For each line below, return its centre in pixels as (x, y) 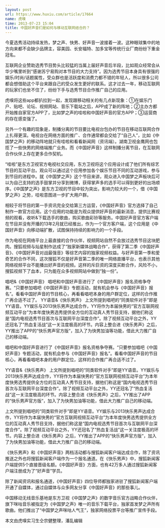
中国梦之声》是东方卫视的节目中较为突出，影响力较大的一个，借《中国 (87, 189)
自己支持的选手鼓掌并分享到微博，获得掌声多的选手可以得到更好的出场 (84, 183)
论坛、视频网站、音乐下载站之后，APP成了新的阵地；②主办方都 (92, 107)
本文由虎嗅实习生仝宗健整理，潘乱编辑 (44, 521)
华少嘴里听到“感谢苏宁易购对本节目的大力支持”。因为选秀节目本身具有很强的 (82, 71)
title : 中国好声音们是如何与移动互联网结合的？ (48, 28)
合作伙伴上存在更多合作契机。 (35, 154)
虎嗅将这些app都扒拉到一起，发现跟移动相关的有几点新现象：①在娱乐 (77, 100)
